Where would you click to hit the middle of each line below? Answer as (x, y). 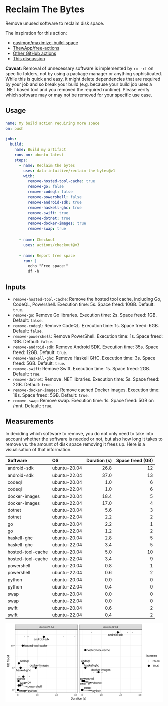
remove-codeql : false (50, 192)
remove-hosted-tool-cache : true (61, 181)
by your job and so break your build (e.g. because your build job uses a (79, 84)
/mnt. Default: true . (32, 406)
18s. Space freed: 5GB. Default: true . (51, 395)
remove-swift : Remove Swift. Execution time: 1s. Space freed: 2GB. (81, 368)
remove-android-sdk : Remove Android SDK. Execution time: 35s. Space (86, 347)
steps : (21, 160)
